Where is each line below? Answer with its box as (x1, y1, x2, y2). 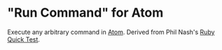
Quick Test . (7, 35, 41, 43)
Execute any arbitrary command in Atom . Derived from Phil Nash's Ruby (7, 28, 215, 36)
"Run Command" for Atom (7, 5, 164, 21)
